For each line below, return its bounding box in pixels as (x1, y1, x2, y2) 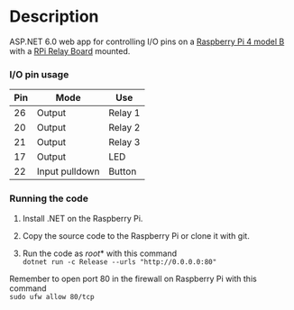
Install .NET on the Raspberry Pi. (22, 213, 143, 223)
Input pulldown (36, 165, 100, 178)
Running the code (9, 192, 88, 205)
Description (9, 6, 99, 27)
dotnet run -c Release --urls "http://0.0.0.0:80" (22, 257, 217, 267)
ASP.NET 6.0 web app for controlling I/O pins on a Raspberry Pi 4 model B (9, 36, 285, 47)
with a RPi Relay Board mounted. (9, 45, 131, 56)
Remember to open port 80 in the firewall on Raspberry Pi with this (9, 273, 257, 284)
